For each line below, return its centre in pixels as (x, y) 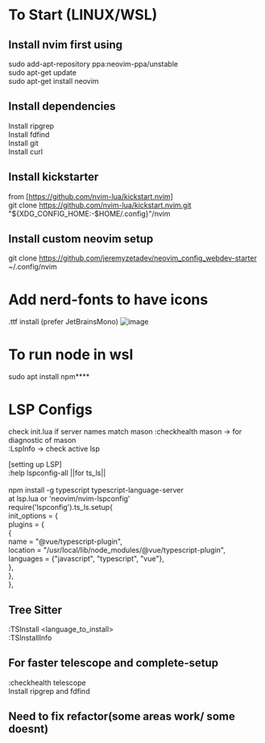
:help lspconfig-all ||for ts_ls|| (57, 473)
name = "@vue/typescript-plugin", (65, 541)
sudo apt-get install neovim (54, 81)
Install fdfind (29, 134)
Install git (23, 143)
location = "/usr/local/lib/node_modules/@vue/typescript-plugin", (117, 550)
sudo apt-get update (42, 73)
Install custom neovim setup (81, 239)
